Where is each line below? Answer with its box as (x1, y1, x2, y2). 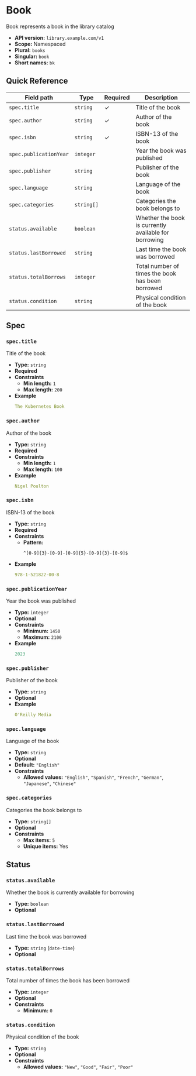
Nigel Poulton (14, 483, 49, 489)
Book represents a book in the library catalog (6, 23, 115, 30)
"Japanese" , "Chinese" (23, 780, 76, 787)
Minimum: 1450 (23, 627, 61, 634)
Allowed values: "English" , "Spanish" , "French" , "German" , (23, 774, 164, 781)
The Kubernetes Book (14, 404, 65, 410)
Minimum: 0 (23, 1007, 52, 1014)
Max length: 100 (23, 466, 62, 473)
